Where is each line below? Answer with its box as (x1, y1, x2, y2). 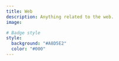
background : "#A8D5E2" (11, 41, 67, 46)
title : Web (6, 8, 33, 15)
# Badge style (6, 30, 41, 35)
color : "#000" (11, 46, 46, 52)
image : (6, 19, 22, 25)
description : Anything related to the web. (6, 14, 114, 20)
